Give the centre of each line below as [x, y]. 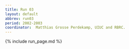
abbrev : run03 [20, 18]
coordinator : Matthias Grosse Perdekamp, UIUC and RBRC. [65, 28]
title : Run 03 [20, 9]
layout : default [21, 14]
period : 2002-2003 [24, 23]
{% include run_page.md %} [34, 41]
